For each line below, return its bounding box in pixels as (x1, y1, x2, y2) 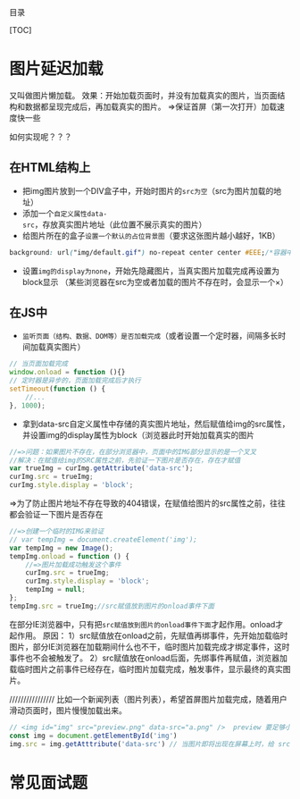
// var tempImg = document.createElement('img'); (9, 534, 198, 544)
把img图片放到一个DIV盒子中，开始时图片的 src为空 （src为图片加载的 (21, 185, 274, 196)
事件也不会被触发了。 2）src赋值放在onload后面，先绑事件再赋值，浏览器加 (9, 652, 287, 663)
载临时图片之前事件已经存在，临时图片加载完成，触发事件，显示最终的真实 (9, 663, 283, 674)
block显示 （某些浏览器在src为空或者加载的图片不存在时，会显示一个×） (21, 276, 288, 287)
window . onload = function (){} (9, 368, 126, 377)
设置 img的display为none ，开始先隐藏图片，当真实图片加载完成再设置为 (21, 265, 279, 276)
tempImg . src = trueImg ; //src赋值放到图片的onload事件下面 (9, 601, 215, 610)
